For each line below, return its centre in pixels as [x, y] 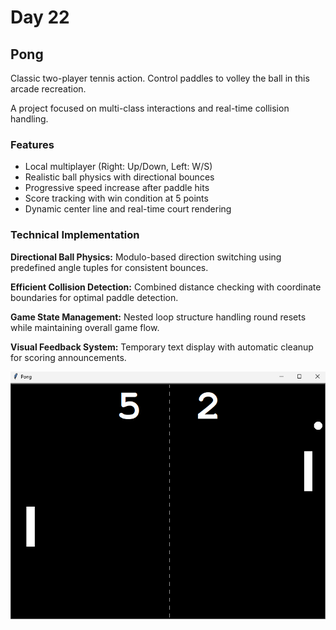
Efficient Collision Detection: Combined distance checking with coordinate [166, 287]
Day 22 [40, 17]
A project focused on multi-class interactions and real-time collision [150, 108]
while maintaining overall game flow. [85, 327]
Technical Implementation [75, 235]
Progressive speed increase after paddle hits [117, 188]
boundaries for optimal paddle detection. [94, 297]
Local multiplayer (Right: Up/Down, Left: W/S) [118, 167]
